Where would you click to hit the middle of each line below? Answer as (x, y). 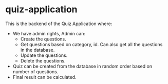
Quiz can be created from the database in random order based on (82, 66)
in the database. (38, 50)
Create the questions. (43, 39)
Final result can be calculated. (44, 77)
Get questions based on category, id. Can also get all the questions (91, 44)
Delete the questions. (43, 60)
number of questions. (35, 71)
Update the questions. (44, 55)
